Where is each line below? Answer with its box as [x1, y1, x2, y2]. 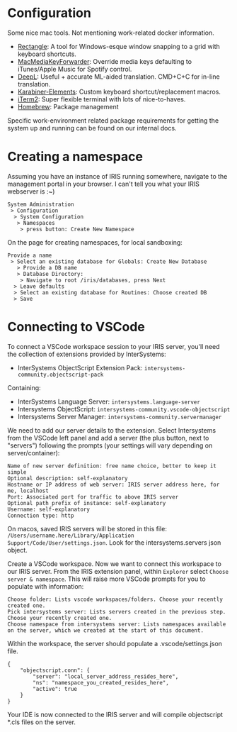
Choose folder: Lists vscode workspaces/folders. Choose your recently [7, 596, 223, 603]
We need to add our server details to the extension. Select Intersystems [7, 426, 216, 434]
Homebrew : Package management [17, 102, 119, 111]
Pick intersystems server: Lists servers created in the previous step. [7, 608, 226, 615]
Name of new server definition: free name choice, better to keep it [7, 462, 217, 470]
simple [7, 468, 27, 476]
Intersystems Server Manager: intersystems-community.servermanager [17, 412, 222, 421]
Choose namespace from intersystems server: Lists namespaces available [7, 621, 226, 628]
